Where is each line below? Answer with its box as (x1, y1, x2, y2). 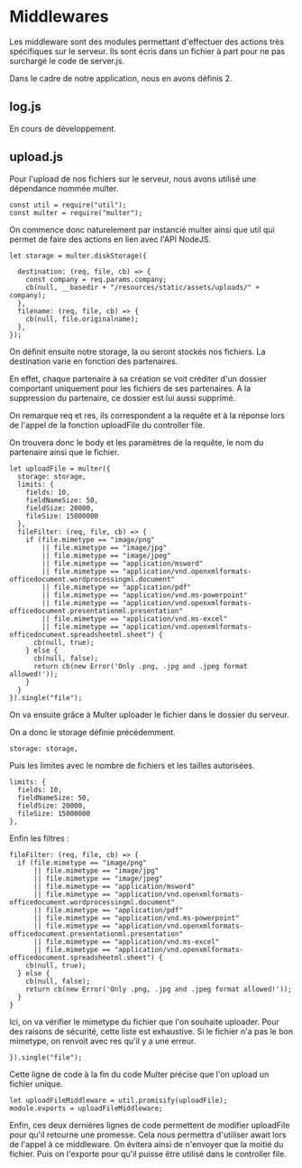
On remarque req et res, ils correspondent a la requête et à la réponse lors (9, 409, 286, 421)
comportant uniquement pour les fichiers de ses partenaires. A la (9, 382, 252, 394)
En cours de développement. (9, 123, 117, 134)
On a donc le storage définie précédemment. (9, 726, 176, 737)
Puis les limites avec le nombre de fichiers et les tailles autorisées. (9, 760, 255, 771)
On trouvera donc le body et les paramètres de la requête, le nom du (9, 436, 264, 448)
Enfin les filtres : (9, 833, 69, 844)
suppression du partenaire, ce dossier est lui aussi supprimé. (9, 392, 236, 403)
